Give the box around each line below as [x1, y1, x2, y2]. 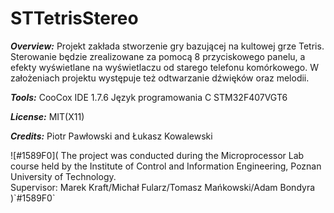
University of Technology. [10, 170, 117, 182]
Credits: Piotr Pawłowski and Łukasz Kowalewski [10, 130, 213, 142]
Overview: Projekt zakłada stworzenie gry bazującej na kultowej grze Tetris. [10, 40, 325, 52]
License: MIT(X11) [10, 110, 85, 122]
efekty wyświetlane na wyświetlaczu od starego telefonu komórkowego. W [10, 61, 320, 73]
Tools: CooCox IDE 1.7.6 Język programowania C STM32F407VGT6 [10, 91, 288, 103]
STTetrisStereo [10, 7, 139, 30]
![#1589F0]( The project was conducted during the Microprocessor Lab [10, 149, 305, 161]
